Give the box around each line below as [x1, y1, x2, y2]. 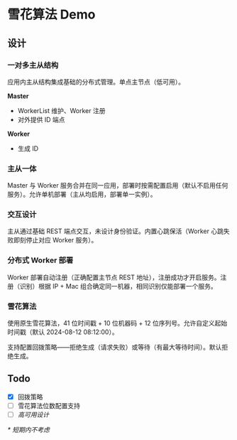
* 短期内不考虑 [7, 426, 50, 434]
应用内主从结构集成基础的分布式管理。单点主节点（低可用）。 [7, 77, 184, 86]
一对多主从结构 [7, 60, 59, 70]
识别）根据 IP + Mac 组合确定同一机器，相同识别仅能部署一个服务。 [19, 281, 218, 290]
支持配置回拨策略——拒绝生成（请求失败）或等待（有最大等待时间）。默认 [7, 343, 222, 352]
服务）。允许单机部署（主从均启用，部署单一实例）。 [7, 190, 157, 199]
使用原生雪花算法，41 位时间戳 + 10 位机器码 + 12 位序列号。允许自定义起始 [7, 319, 228, 328]
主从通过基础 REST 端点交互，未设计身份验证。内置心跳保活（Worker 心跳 [7, 227, 224, 235]
